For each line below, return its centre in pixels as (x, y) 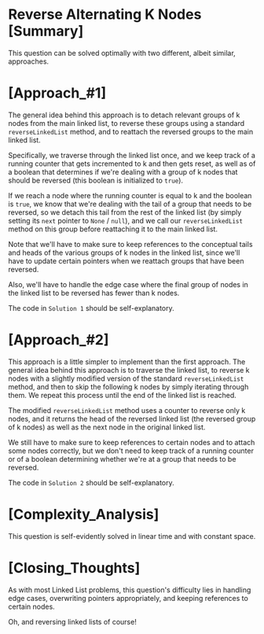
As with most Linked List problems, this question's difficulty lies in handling (130, 590)
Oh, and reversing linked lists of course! (73, 621)
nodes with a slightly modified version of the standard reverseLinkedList (126, 378)
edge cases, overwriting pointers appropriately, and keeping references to (128, 598)
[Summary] (46, 31)
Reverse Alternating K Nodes (105, 15)
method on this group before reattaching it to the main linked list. (113, 229)
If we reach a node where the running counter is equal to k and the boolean (130, 195)
